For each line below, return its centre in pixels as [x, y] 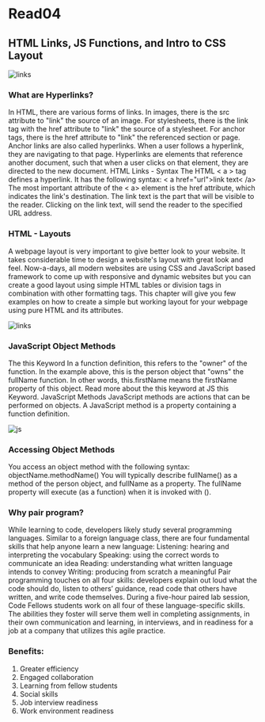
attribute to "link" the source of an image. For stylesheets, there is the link [129, 120]
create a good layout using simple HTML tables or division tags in [115, 285]
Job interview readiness [59, 702]
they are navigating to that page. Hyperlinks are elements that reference [126, 155]
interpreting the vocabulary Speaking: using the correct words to [114, 555]
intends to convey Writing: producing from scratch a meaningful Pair [119, 572]
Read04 [35, 14]
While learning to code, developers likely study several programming [120, 530]
